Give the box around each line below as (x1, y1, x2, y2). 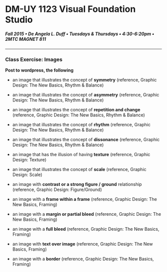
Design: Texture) (12, 157, 47, 163)
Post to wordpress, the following (5, 67, 74, 73)
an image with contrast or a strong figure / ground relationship (12, 181, 142, 187)
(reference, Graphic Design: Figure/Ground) (12, 186, 102, 192)
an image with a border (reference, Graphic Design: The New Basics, (12, 256, 154, 262)
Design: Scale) (12, 172, 43, 178)
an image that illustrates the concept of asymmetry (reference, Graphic (12, 92, 160, 98)
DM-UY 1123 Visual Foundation (5, 3, 136, 15)
